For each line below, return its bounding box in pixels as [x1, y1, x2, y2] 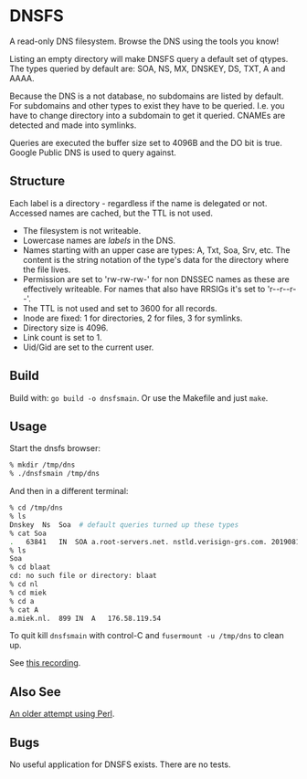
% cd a [9, 596, 35, 605]
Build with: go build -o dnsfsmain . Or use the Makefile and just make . [9, 392, 269, 403]
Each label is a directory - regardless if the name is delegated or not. [9, 197, 268, 208]
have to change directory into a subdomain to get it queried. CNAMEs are [9, 110, 286, 121]
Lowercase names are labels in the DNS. [22, 235, 176, 246]
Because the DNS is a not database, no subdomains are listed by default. [9, 90, 284, 101]
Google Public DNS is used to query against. [9, 147, 176, 158]
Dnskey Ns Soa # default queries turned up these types [9, 520, 239, 530]
